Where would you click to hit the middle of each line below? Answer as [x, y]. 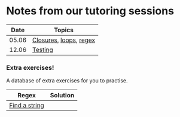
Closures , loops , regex [64, 40]
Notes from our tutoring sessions [90, 11]
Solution [62, 96]
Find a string [27, 106]
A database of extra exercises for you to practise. [67, 81]
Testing [43, 50]
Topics [63, 30]
